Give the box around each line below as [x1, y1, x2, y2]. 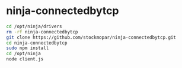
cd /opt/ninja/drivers [6, 23, 62, 29]
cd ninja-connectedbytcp [6, 40, 68, 46]
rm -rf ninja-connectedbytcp [6, 29, 78, 35]
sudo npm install [6, 45, 49, 51]
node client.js [6, 56, 44, 62]
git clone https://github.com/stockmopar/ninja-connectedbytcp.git [6, 34, 177, 40]
